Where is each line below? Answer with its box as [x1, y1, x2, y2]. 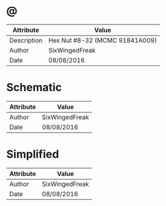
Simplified [6, 147, 59, 161]
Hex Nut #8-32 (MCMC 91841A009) [48, 36, 157, 45]
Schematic [6, 81, 62, 95]
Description [9, 36, 43, 45]
